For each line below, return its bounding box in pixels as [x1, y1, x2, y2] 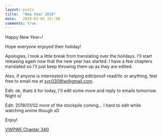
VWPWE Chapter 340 [5, 127, 49, 133]
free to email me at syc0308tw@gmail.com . [5, 78, 94, 84]
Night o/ [5, 93, 22, 99]
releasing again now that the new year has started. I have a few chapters [5, 58, 153, 64]
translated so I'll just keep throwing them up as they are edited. [5, 64, 133, 69]
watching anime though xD [5, 108, 60, 114]
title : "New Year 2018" [5, 12, 56, 17]
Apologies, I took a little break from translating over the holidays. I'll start [5, 53, 152, 59]
